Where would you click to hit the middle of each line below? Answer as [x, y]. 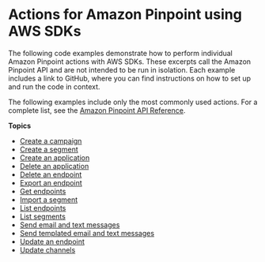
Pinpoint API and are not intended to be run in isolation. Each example [122, 69]
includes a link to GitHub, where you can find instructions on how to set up [130, 78]
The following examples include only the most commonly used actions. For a [133, 102]
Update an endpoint [52, 241]
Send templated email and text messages [87, 233]
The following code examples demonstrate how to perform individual [121, 53]
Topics [20, 125]
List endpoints [43, 208]
